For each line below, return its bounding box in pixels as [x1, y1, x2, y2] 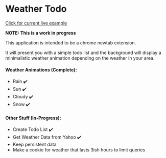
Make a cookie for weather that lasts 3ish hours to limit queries [12, 147, 146, 153]
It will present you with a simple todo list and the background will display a [5, 49, 162, 56]
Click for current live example [5, 20, 67, 26]
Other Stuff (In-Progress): [5, 115, 61, 121]
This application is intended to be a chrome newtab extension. [5, 39, 136, 46]
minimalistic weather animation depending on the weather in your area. [5, 55, 155, 61]
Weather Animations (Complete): [5, 67, 77, 73]
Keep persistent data [12, 141, 57, 148]
